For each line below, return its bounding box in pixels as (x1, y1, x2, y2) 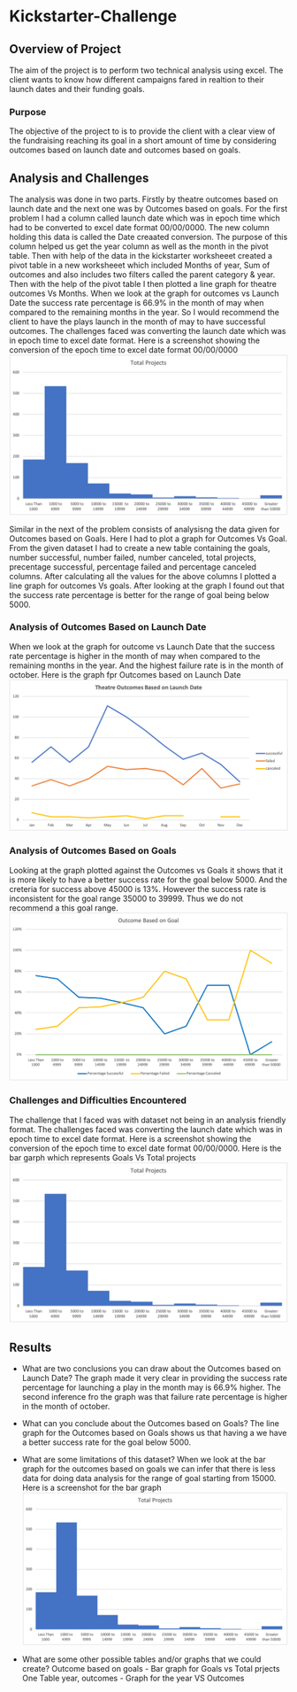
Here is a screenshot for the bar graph (21, 1482, 162, 1493)
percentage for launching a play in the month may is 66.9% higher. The (21, 1382, 281, 1393)
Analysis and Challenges (9, 170, 149, 185)
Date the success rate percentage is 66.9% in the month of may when (9, 298, 264, 308)
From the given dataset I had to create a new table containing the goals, (9, 542, 270, 553)
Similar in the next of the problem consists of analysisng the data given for (9, 524, 280, 534)
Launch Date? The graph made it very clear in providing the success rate (21, 1372, 288, 1383)
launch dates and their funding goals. (9, 84, 145, 94)
